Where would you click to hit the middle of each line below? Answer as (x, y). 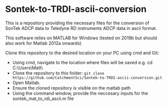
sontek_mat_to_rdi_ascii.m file (43, 99)
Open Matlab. (26, 83)
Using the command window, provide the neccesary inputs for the (80, 93)
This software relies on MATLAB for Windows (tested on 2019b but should (81, 38)
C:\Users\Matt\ (28, 68)
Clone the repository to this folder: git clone (58, 73)
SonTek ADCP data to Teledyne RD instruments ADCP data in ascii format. (81, 28)
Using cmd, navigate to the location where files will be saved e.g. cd (83, 62)
